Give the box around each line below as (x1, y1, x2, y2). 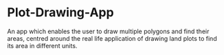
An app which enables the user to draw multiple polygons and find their (7, 27, 210, 35)
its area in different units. (7, 41, 78, 50)
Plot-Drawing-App (7, 5, 115, 20)
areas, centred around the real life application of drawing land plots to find (7, 34, 218, 42)
